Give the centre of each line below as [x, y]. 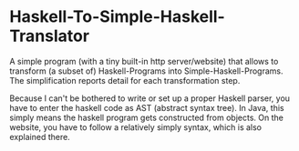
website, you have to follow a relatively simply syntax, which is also [136, 127]
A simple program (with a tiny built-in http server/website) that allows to [144, 61]
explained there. [40, 136]
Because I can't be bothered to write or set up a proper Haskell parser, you [149, 98]
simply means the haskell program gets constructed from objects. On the [147, 117]
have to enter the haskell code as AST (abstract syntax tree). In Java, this [147, 107]
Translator [49, 36]
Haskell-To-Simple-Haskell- [117, 17]
